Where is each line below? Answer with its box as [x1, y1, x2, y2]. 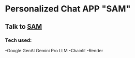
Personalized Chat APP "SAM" [5, 3, 131, 14]
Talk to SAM [5, 23, 42, 31]
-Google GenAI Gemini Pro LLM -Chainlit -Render [5, 47, 104, 53]
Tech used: [5, 37, 32, 44]
